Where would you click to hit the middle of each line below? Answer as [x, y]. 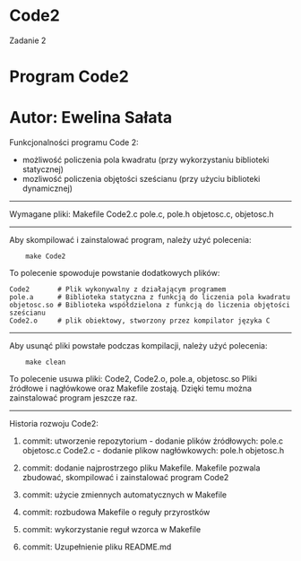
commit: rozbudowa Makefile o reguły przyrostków [116, 513]
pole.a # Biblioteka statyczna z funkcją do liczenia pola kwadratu [150, 298]
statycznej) [43, 169]
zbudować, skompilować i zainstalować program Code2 [125, 478]
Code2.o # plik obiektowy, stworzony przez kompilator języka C [140, 321]
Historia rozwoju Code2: [54, 424]
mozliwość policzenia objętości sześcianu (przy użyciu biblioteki [141, 179]
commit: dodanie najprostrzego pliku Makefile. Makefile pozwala [141, 468]
